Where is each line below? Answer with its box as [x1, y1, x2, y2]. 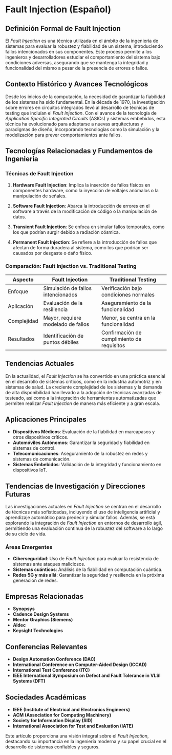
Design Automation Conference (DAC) [12, 656, 96, 662]
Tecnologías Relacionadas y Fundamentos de [5, 146, 153, 155]
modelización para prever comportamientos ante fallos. [5, 132, 122, 138]
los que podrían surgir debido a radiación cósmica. [12, 229, 120, 235]
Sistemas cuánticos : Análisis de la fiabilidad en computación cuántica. [12, 566, 163, 573]
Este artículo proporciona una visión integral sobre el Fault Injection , [5, 732, 149, 739]
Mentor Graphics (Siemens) [12, 617, 73, 623]
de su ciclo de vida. [5, 531, 47, 537]
